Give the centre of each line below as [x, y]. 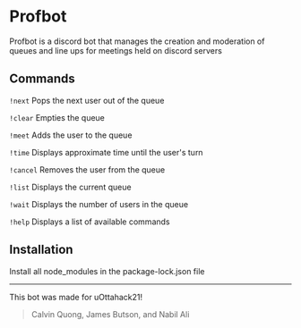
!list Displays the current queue [70, 187]
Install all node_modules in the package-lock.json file [107, 271]
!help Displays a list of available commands [90, 222]
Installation [41, 250]
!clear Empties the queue [57, 117]
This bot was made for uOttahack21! [76, 297]
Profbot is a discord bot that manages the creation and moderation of [137, 41]
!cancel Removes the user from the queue [87, 169]
